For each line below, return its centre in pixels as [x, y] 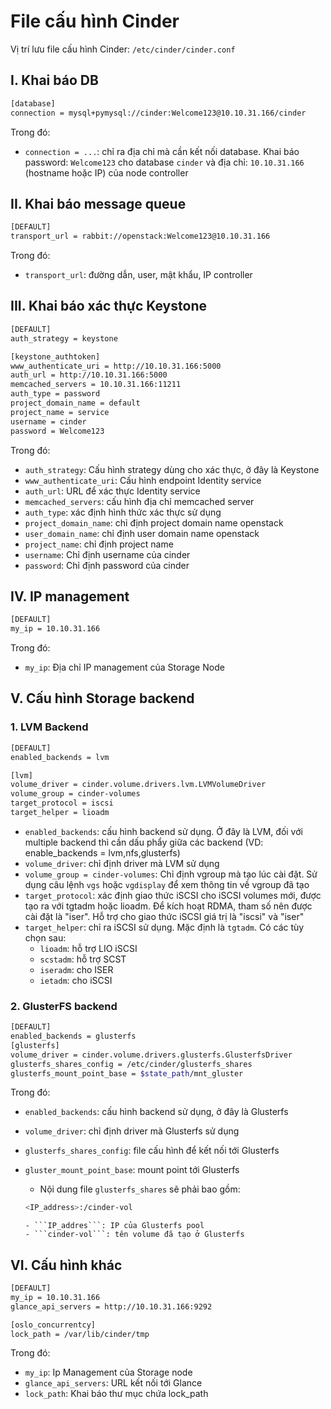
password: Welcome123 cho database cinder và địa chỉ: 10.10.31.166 [164, 162]
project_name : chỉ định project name [99, 544]
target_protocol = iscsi [62, 803]
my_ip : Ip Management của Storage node [108, 1372]
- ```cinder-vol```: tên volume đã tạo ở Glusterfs [134, 1235]
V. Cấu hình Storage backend [102, 698]
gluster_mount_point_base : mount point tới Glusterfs [132, 1170]
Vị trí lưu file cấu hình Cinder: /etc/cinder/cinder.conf [123, 49]
